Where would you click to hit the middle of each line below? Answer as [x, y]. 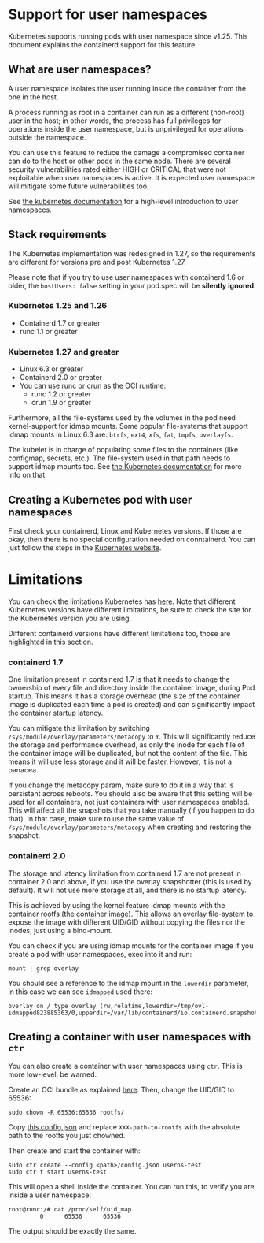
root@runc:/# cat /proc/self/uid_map [70, 1210]
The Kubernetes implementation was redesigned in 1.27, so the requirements [132, 253]
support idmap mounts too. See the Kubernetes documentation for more [125, 467]
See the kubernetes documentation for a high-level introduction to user [123, 201]
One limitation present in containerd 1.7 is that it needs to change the [119, 679]
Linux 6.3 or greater [51, 369]
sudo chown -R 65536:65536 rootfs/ [66, 1113]
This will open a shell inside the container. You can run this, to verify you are [131, 1187]
